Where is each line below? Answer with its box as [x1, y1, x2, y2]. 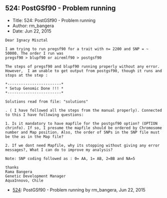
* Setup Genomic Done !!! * [5, 86, 64, 91]
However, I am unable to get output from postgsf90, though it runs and [5, 68, 162, 73]
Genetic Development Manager [5, 173, 66, 178]
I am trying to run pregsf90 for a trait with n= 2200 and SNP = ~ [5, 46, 149, 52]
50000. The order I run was [5, 51, 64, 56]
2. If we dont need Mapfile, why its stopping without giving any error [5, 143, 160, 148]
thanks [5, 165, 19, 170]
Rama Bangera [5, 169, 32, 174]
